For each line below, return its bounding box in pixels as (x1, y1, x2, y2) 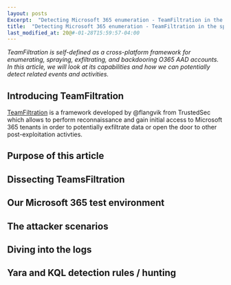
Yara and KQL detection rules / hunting (7, 267, 177, 279)
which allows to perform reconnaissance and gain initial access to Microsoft (7, 116, 223, 124)
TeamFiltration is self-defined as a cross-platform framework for (7, 48, 191, 56)
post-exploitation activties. (7, 130, 82, 138)
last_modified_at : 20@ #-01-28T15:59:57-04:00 (7, 29, 140, 36)
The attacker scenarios (7, 220, 109, 232)
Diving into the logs (7, 244, 92, 255)
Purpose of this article (7, 150, 104, 162)
